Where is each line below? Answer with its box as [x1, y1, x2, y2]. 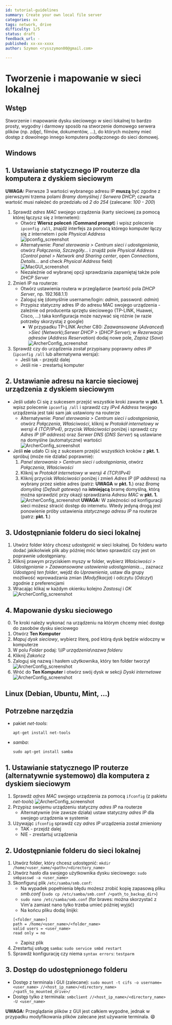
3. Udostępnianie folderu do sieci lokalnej [5, 528, 141, 537]
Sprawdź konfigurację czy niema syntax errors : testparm [12, 950, 135, 957]
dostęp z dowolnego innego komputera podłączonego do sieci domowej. [5, 134, 159, 140]
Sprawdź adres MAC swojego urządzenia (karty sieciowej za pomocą [12, 209, 160, 215]
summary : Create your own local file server [5, 12, 102, 17]
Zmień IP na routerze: [12, 280, 59, 286]
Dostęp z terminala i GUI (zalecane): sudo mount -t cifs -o [12, 979, 139, 985]
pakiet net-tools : [12, 720, 48, 727]
